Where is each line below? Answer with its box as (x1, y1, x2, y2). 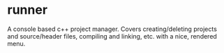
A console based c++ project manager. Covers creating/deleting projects (7, 25, 218, 33)
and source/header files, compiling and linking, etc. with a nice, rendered (7, 32, 218, 40)
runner (7, 2, 47, 18)
